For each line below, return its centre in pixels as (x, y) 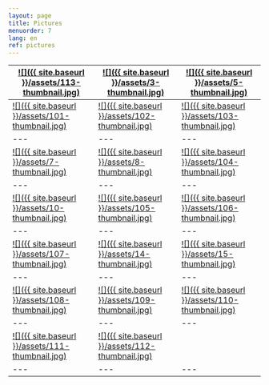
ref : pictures (32, 46)
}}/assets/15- (207, 255)
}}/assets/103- (210, 116)
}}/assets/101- (41, 116)
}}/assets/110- (210, 300)
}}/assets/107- (41, 255)
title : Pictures (35, 23)
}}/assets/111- (41, 347)
